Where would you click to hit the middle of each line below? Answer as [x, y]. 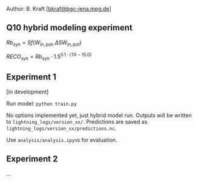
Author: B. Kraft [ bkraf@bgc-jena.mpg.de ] [59, 9]
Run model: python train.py [41, 103]
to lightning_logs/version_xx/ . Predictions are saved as [77, 121]
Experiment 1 [31, 77]
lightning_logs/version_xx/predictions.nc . [61, 128]
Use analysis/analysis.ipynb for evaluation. [62, 140]
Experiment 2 [32, 159]
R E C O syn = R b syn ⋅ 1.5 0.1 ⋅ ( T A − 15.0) [49, 57]
